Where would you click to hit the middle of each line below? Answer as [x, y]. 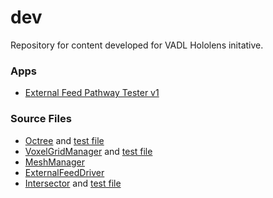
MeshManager [54, 162]
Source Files [41, 119]
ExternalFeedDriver [64, 172]
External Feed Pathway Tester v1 [92, 93]
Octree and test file [64, 140]
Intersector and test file [73, 183]
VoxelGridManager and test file [88, 151]
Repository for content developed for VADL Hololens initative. [137, 45]
